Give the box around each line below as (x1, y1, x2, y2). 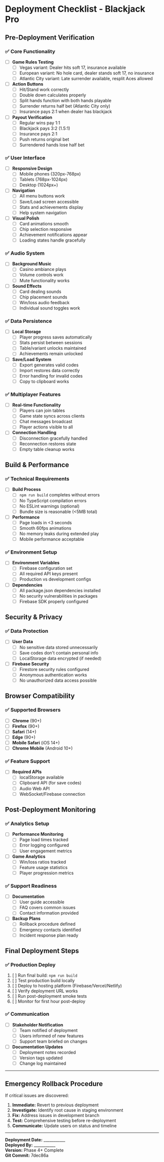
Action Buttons (12, 81, 43, 87)
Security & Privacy (5, 613, 63, 622)
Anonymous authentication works (19, 671, 87, 678)
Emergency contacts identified (19, 927, 82, 933)
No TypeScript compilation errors (19, 497, 87, 503)
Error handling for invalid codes (19, 373, 83, 379)
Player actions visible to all (19, 424, 73, 430)
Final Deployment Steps (5, 947, 79, 955)
